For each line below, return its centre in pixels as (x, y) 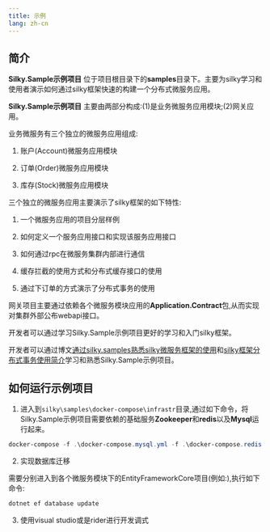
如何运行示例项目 (51, 388)
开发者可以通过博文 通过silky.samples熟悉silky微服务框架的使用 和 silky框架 (131, 350)
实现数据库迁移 (45, 461)
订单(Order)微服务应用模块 (64, 168)
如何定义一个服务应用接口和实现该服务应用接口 (98, 237)
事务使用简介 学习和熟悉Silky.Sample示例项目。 (100, 360)
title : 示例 (27, 16)
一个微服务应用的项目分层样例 (70, 220)
